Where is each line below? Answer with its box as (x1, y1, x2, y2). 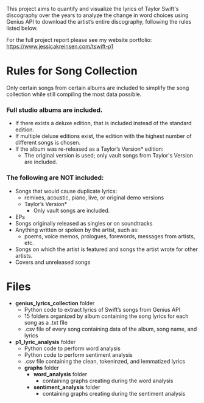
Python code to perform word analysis (24, 345, 121, 352)
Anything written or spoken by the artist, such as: (15, 226, 139, 233)
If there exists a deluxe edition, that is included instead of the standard (15, 120, 192, 127)
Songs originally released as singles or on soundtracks (15, 219, 153, 227)
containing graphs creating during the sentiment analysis (42, 390, 186, 398)
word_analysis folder (33, 371, 88, 378)
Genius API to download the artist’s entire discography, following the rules (6, 18, 192, 25)
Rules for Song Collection (6, 64, 138, 78)
